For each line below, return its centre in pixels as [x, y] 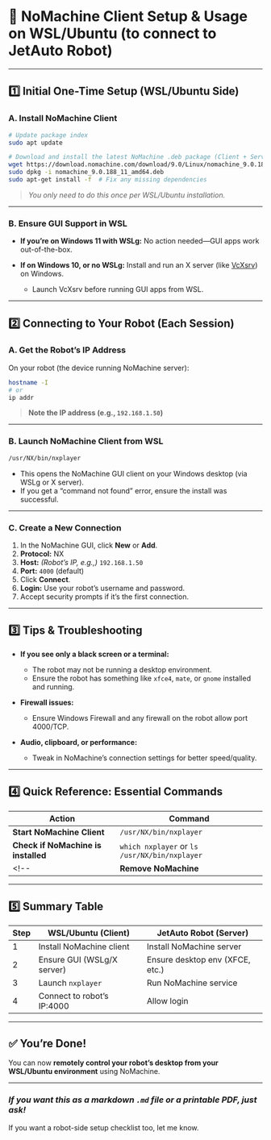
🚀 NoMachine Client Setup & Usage [128, 17]
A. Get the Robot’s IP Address [67, 350]
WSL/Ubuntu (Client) [89, 933]
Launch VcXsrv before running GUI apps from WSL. [118, 289]
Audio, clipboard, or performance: [79, 742]
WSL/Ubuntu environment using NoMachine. [84, 1071]
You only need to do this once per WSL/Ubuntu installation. [127, 195]
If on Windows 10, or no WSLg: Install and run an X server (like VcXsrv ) [139, 265]
